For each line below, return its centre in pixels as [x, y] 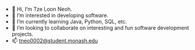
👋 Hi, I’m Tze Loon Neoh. [42, 9]
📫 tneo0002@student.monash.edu [55, 41]
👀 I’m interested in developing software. [60, 15]
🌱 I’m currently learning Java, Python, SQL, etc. [69, 21]
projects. [22, 34]
